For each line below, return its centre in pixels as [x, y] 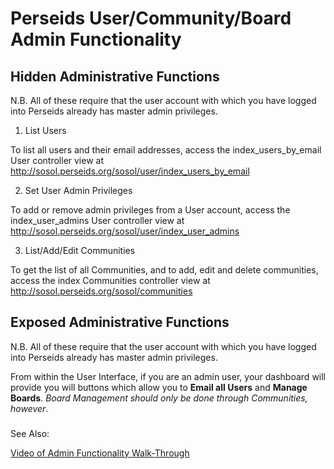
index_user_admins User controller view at [97, 220]
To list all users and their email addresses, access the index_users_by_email [166, 150]
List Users [45, 130]
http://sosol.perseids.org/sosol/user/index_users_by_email [130, 171]
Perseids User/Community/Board [151, 18]
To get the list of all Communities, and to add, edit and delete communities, [164, 270]
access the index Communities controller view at [110, 280]
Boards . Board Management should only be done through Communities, [159, 398]
